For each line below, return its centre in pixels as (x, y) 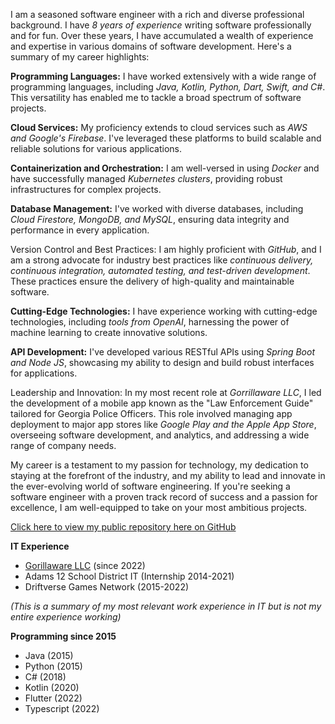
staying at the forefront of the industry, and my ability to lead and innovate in (168, 475)
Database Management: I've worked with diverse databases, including (157, 208)
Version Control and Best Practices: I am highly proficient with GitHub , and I (166, 249)
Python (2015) (53, 666)
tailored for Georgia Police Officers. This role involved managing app (151, 413)
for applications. (44, 373)
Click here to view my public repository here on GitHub (123, 527)
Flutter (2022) (53, 698)
